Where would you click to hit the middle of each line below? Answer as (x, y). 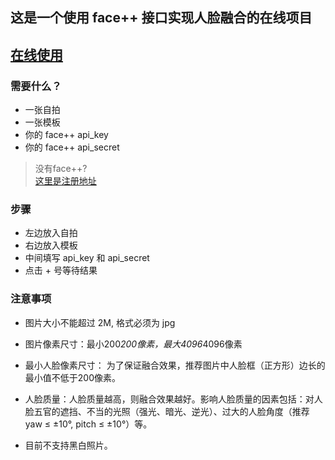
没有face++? (61, 169)
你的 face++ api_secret (72, 147)
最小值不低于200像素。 (72, 377)
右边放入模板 (51, 245)
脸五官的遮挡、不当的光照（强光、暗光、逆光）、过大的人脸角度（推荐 (167, 411)
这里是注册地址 (65, 181)
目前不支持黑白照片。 (68, 445)
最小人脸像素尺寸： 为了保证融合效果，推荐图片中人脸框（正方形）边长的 (175, 365)
